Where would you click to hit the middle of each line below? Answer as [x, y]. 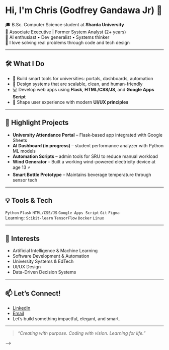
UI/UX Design [27, 267]
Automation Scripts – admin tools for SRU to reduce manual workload [85, 156]
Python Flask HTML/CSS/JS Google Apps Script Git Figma [62, 213]
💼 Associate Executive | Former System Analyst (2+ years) [66, 32]
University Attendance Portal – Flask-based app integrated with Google [87, 135]
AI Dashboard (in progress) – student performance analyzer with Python [88, 145]
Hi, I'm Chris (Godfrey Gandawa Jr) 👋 [84, 10]
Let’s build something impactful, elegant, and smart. [66, 319]
